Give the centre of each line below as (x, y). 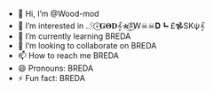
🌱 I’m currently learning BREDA (74, 36)
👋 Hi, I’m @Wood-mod (58, 14)
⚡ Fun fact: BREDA (52, 78)
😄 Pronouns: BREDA (55, 68)
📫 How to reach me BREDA (68, 56)
